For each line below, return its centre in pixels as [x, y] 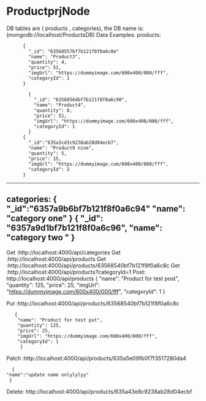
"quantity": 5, [48, 153]
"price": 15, [45, 158]
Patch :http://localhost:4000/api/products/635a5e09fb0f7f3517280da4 [97, 358]
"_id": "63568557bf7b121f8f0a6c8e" [74, 51]
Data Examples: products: [128, 34]
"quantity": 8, [53, 110]
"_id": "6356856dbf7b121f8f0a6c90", [80, 99]
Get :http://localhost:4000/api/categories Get [63, 252]
